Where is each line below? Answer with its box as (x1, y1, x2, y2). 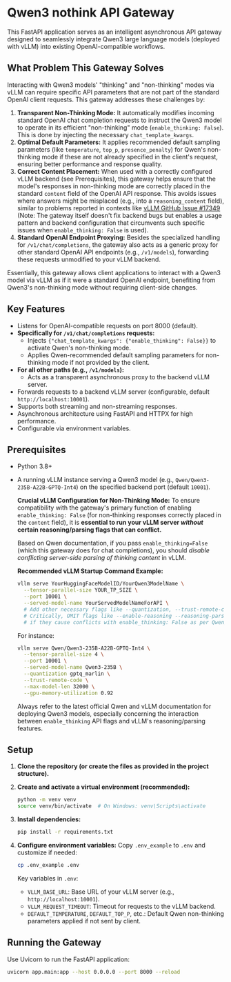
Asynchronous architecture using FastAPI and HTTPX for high (17, 409, 193, 418)
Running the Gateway (7, 936, 102, 949)
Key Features (7, 303, 66, 315)
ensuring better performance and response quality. (17, 160, 163, 168)
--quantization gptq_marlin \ (23, 670, 110, 677)
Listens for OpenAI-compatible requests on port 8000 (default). (17, 321, 199, 330)
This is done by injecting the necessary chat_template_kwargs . (17, 130, 194, 139)
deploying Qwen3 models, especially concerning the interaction (17, 709, 199, 718)
